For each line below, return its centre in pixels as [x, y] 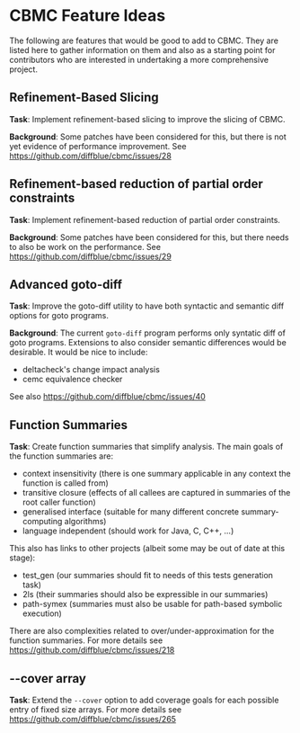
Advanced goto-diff [66, 284]
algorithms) [85, 522]
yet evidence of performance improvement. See [98, 146]
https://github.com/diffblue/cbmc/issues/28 [91, 156]
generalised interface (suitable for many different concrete [131, 512]
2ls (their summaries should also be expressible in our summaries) [145, 594]
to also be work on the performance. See [85, 246]
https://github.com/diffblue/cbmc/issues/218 [92, 650]
